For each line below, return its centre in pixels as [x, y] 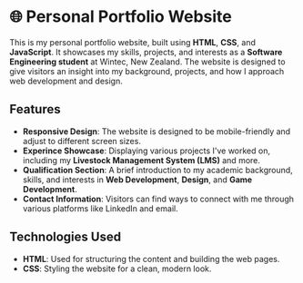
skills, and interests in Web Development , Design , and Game [137, 180]
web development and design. [66, 81]
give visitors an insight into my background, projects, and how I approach [147, 71]
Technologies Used [65, 237]
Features [35, 109]
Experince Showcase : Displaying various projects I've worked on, [146, 151]
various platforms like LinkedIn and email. [101, 208]
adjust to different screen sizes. [81, 141]
